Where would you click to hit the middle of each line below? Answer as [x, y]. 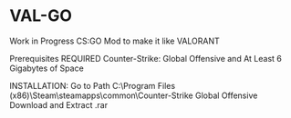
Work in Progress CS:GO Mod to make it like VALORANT [115, 41]
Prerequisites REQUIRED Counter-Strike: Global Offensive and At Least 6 [146, 58]
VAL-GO [41, 16]
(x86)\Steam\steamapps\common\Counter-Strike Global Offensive [134, 95]
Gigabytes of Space [47, 68]
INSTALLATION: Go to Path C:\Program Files [93, 85]
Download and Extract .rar [58, 104]
